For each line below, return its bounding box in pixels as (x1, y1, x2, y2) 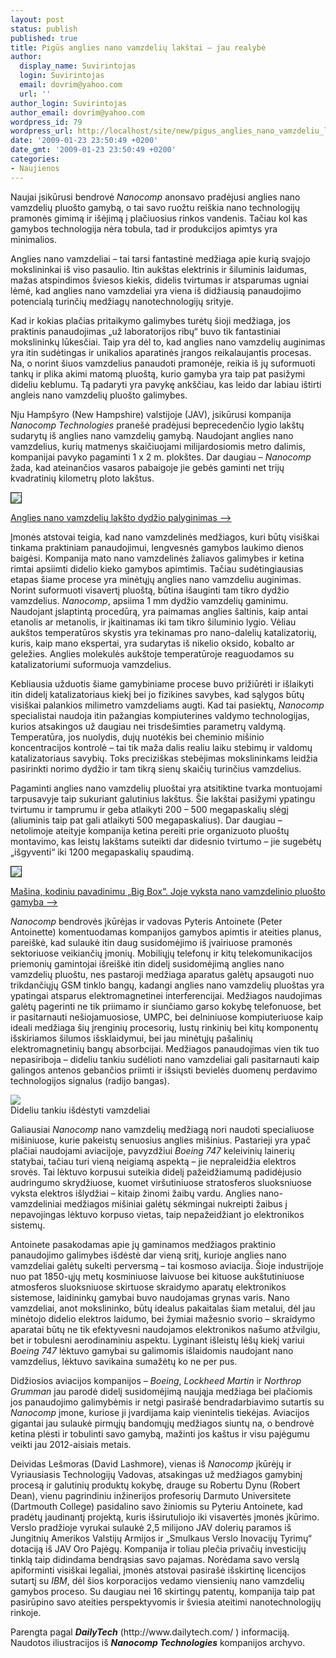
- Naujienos (10, 163, 60, 173)
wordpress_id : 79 (10, 117, 83, 127)
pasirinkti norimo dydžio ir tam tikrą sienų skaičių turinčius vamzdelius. (10, 762, 302, 775)
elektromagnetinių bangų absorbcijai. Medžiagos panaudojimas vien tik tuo (10, 1042, 320, 1055)
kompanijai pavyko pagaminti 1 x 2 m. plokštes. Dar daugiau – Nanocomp (10, 451, 312, 463)
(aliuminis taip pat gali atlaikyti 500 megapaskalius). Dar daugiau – (10, 814, 283, 826)
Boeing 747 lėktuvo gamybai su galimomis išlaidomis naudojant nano (10, 1344, 294, 1356)
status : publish (10, 24, 78, 34)
